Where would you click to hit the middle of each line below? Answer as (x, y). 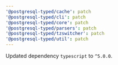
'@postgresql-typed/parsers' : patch (51, 28)
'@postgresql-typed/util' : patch (47, 39)
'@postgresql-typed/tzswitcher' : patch (55, 34)
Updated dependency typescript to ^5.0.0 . (59, 56)
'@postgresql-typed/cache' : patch (49, 12)
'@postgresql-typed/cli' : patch (46, 17)
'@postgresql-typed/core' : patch (47, 22)
